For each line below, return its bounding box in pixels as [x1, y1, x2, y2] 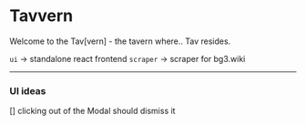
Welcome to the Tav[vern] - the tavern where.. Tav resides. [9, 36, 231, 47]
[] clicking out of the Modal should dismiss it [9, 106, 176, 117]
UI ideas [9, 84, 46, 97]
